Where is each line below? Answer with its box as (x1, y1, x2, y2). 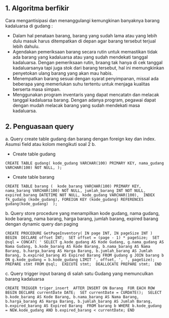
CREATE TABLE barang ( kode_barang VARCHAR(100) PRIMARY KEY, (5, 184, 142, 189)
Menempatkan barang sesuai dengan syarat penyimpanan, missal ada (12, 75, 159, 81)
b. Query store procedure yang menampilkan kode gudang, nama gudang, (5, 210, 160, 216)
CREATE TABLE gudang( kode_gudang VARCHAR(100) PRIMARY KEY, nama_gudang (5, 161, 164, 166)
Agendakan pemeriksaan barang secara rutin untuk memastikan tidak (12, 48, 158, 55)
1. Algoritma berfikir (5, 4, 69, 13)
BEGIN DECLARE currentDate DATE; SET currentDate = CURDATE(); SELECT (5, 290, 162, 295)
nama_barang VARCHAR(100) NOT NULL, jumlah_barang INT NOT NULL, (5, 188, 146, 193)
